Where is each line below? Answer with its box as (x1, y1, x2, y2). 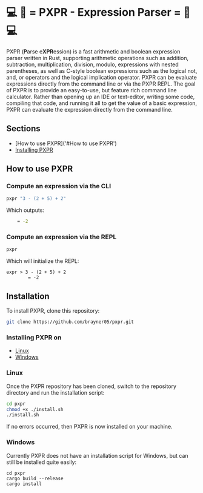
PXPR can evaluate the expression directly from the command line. (6, 106, 173, 113)
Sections (6, 123, 41, 134)
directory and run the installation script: (6, 389, 105, 396)
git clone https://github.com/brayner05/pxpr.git (6, 319, 135, 325)
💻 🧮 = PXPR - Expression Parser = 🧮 (6, 5, 191, 19)
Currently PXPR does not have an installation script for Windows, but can (6, 452, 189, 459)
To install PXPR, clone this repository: (6, 307, 100, 314)
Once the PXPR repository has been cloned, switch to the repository (6, 382, 177, 390)
